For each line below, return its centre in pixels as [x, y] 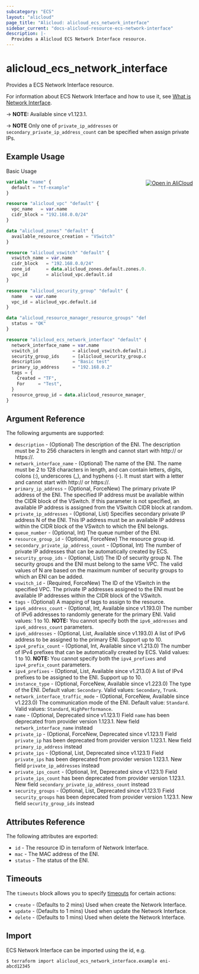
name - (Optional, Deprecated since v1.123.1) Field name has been [92, 715]
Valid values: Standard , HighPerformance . [64, 709]
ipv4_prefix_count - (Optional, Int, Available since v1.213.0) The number [102, 646]
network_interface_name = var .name [55, 345]
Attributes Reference [46, 822]
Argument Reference [46, 419]
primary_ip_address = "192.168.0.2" [62, 367]
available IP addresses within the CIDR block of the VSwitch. [88, 595]
